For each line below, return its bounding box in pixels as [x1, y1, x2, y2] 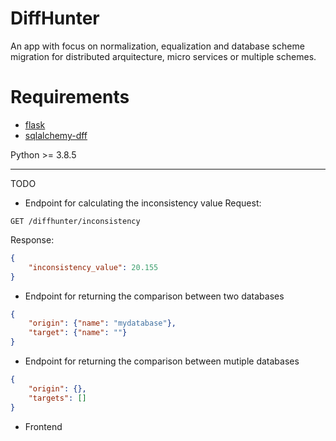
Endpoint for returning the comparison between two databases [24, 290, 285, 302]
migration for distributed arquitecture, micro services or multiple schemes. [10, 50, 317, 62]
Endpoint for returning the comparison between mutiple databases [24, 355, 300, 367]
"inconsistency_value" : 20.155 [28, 262, 159, 272]
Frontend [24, 420, 63, 432]
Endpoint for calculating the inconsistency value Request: [24, 197, 262, 209]
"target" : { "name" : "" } [28, 328, 128, 338]
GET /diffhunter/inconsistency [10, 216, 141, 226]
